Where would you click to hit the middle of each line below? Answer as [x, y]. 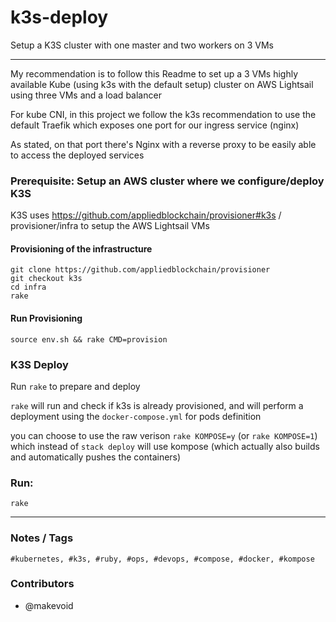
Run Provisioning [46, 318]
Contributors [42, 584]
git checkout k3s [46, 279]
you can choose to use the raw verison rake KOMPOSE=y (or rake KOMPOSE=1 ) [164, 435]
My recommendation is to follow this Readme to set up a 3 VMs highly [154, 73]
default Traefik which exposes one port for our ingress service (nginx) [155, 125]
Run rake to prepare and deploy [75, 386]
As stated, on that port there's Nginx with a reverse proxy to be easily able [163, 144]
